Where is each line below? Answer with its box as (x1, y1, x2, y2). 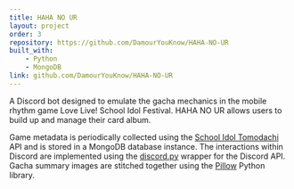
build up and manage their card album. (9, 114, 151, 125)
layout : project (9, 21, 69, 30)
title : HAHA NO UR (9, 12, 78, 22)
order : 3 (9, 29, 42, 38)
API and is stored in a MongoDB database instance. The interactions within (9, 141, 283, 152)
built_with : (9, 46, 53, 55)
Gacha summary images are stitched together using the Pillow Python (9, 160, 265, 170)
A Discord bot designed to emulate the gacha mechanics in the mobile (9, 95, 267, 106)
